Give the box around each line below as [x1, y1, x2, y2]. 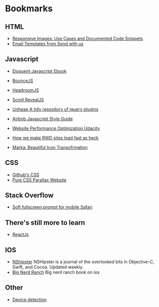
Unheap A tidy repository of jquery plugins [12, 106, 99, 112]
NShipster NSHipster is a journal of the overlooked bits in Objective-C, [12, 259, 155, 265]
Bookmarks [5, 3, 53, 14]
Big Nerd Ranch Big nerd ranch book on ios [12, 269, 100, 276]
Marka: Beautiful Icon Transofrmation [12, 144, 88, 150]
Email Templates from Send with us [12, 41, 84, 47]
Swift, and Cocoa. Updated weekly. [12, 264, 84, 270]
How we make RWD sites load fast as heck [12, 135, 99, 141]
